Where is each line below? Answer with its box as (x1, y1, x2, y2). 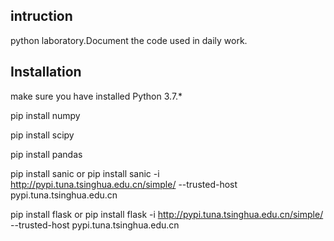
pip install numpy (10, 109, 81, 121)
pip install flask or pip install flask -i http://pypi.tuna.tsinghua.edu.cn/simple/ (10, 208, 324, 220)
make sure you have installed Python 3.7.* (10, 90, 183, 102)
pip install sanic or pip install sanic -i (10, 167, 160, 179)
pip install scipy (10, 129, 75, 141)
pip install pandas (10, 148, 83, 160)
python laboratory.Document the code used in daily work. (10, 34, 248, 46)
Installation (10, 64, 82, 81)
